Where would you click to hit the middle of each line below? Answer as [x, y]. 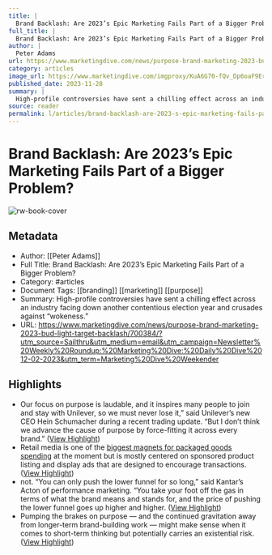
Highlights [35, 384]
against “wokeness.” [54, 316]
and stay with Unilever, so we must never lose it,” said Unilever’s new [135, 412]
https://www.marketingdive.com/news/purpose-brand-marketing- [149, 324]
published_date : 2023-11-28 [56, 83]
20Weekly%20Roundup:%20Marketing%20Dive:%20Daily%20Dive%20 [141, 350]
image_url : [27, 76]
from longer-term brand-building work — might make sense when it [133, 524]
